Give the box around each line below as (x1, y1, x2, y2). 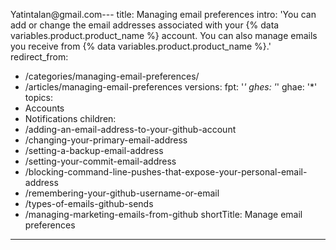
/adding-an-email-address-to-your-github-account (24, 124, 237, 135)
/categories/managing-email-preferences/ (24, 70, 200, 82)
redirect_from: (10, 51, 69, 63)
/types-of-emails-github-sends (24, 198, 154, 209)
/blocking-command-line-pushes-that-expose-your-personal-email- (24, 166, 308, 178)
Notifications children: (24, 113, 117, 124)
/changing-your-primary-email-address (24, 134, 188, 146)
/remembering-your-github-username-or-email (24, 187, 220, 199)
